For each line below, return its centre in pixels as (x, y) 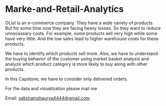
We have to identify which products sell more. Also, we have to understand (82, 53)
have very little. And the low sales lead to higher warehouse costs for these (82, 39)
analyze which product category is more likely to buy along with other (76, 64)
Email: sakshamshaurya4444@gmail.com (48, 98)
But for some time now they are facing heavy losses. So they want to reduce (83, 28)
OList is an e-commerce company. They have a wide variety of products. (80, 23)
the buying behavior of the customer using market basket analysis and (77, 58)
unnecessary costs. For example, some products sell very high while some (81, 33)
